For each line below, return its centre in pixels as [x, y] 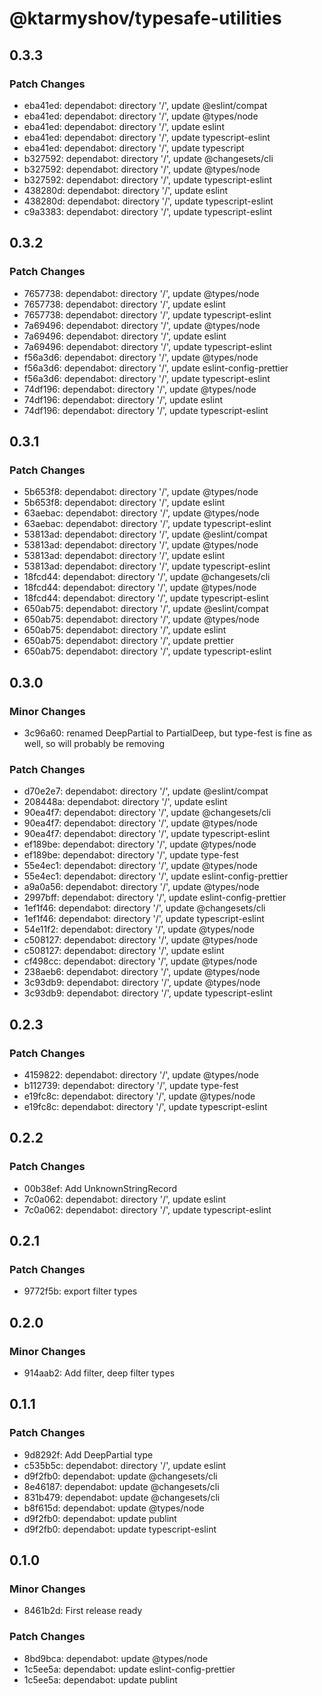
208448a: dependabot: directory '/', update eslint [125, 802]
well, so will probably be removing [94, 743]
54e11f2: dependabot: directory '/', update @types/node [139, 929]
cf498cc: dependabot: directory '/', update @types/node [140, 961]
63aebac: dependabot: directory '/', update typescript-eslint [147, 524]
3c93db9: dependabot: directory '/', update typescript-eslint [148, 993]
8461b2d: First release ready [83, 1611]
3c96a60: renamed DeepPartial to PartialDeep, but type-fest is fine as [168, 733]
